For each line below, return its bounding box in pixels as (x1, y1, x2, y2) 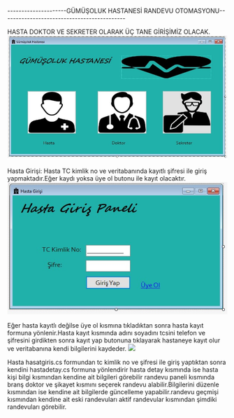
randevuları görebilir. (7, 403, 67, 411)
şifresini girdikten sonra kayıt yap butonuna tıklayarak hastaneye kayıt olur (7, 336, 221, 344)
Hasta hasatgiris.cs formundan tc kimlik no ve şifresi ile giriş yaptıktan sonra (7, 358, 226, 366)
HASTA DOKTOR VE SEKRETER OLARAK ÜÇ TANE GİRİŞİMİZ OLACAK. (7, 28, 211, 36)
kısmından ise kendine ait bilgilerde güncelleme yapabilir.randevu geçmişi (7, 387, 219, 396)
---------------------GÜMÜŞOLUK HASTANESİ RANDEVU (7, 7, 174, 15)
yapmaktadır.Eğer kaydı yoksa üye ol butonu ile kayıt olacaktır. (7, 174, 187, 183)
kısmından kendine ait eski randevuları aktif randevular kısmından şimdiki (7, 395, 217, 403)
